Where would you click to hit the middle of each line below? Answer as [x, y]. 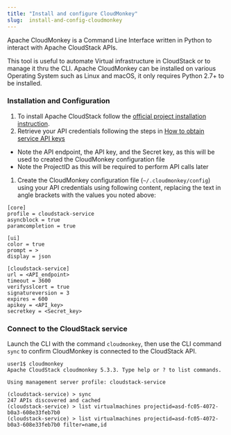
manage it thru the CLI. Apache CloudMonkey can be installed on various [112, 68]
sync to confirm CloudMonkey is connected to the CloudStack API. [102, 351]
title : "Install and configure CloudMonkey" [72, 14]
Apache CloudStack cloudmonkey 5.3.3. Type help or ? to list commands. [114, 370]
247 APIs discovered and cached [54, 401]
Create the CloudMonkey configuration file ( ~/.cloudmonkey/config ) [114, 180]
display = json [29, 256]
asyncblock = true [34, 220]
